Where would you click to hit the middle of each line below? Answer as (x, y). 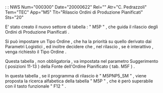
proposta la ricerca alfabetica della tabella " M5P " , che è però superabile (79, 81)
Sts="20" (14, 17)
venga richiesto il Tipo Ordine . (36, 52)
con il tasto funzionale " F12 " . (36, 86)
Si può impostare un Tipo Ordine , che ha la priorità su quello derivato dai (78, 41)
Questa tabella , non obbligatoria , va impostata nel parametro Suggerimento (82, 61)
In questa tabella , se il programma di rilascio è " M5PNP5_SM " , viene (76, 76)
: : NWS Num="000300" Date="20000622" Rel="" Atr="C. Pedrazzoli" (76, 7)
